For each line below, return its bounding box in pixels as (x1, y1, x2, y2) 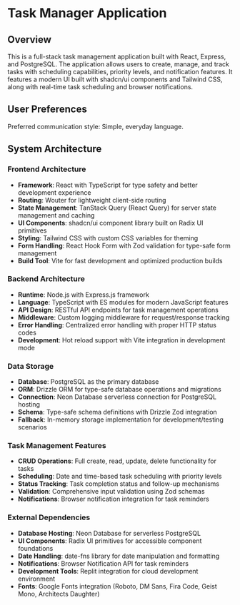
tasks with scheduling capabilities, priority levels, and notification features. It (7, 68, 233, 76)
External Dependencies (7, 512, 91, 522)
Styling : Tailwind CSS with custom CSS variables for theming (17, 233, 199, 242)
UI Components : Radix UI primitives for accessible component (17, 537, 202, 545)
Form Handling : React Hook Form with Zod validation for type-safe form (17, 241, 231, 250)
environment (17, 574, 56, 583)
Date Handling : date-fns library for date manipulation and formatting (17, 551, 220, 560)
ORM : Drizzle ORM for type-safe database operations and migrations (17, 385, 221, 394)
